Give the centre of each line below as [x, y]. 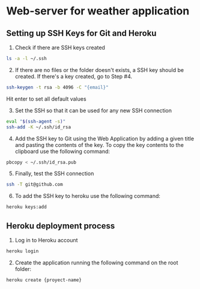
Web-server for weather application [98, 11]
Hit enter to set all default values [46, 99]
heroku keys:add [26, 207]
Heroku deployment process [61, 226]
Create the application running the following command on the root [96, 263]
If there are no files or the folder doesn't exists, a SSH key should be [99, 70]
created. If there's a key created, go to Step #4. [74, 76]
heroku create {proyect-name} [44, 280]
